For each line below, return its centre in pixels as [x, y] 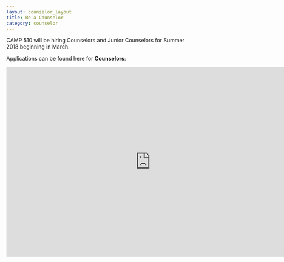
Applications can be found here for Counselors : [66, 59]
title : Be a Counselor [35, 18]
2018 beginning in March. [38, 47]
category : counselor [32, 23]
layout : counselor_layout [39, 12]
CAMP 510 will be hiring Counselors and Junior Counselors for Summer [96, 41]
